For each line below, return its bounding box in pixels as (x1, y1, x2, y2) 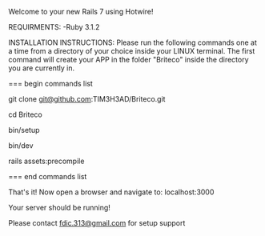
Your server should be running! (8, 203, 110, 212)
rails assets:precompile (8, 156, 85, 166)
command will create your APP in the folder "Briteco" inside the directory (8, 55, 250, 64)
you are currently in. (8, 63, 74, 73)
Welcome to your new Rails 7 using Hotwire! (8, 7, 154, 16)
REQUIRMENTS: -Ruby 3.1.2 (8, 22, 100, 31)
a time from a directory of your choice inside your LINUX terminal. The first (8, 46, 255, 55)
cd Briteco (8, 110, 42, 119)
